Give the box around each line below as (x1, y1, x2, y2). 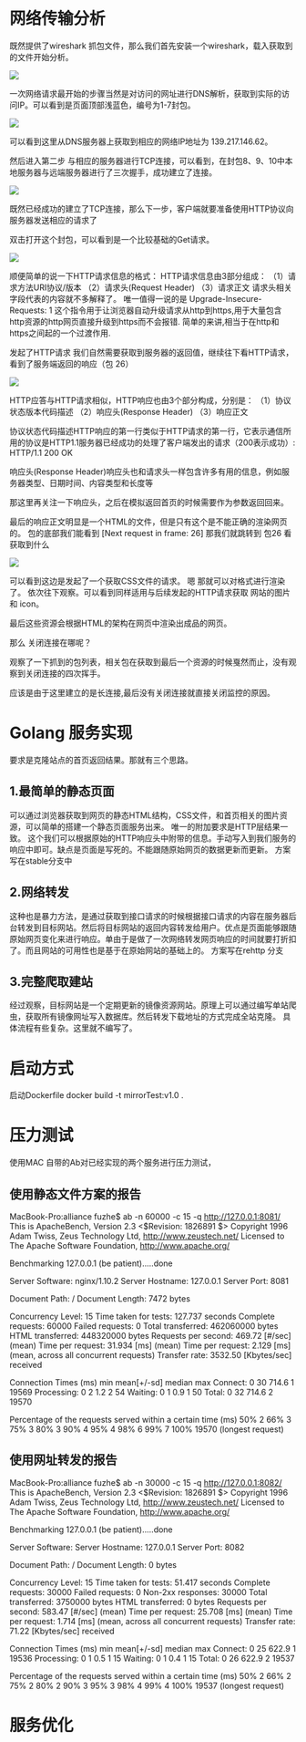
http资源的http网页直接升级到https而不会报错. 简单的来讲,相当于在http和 (9, 316, 280, 327)
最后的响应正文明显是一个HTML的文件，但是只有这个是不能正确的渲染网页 (9, 516, 289, 527)
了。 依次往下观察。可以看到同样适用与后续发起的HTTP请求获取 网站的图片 (9, 586, 291, 597)
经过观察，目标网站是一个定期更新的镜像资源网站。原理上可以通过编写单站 (9, 1000, 289, 1011)
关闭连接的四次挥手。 (25, 668, 106, 679)
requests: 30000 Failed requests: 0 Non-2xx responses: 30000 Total (9, 1586, 268, 1597)
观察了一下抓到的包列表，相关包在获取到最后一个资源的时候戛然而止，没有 (9, 656, 289, 667)
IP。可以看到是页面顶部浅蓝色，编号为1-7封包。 (16, 99, 196, 110)
